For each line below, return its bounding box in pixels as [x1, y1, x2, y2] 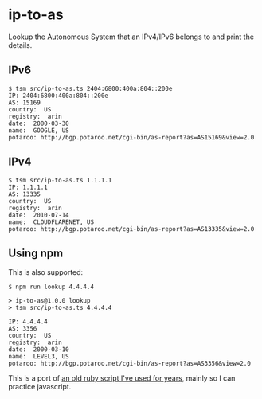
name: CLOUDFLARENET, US [8, 217, 94, 226]
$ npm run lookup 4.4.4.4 [8, 283, 94, 291]
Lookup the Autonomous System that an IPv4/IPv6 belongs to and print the [8, 32, 255, 41]
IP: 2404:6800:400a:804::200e [8, 92, 109, 100]
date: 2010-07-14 [8, 211, 69, 219]
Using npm [8, 246, 64, 260]
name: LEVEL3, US [8, 353, 69, 361]
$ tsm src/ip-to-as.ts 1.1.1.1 [8, 176, 112, 184]
